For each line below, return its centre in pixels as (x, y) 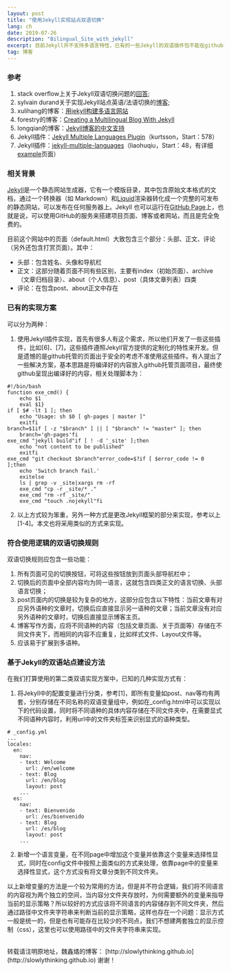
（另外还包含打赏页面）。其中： (51, 248)
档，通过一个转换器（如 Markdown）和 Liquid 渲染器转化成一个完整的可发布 (113, 199)
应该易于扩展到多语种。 (50, 643)
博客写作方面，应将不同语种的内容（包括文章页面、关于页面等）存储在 (117, 625)
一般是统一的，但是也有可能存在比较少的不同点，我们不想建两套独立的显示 (112, 921)
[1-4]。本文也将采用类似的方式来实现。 (72, 523)
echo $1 (30, 398)
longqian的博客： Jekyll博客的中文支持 (71, 128)
